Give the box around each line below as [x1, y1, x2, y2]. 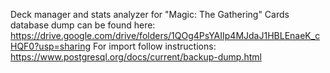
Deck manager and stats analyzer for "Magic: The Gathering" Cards [10, 9, 290, 20]
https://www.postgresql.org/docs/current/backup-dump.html [10, 51, 262, 63]
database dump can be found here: [10, 19, 156, 31]
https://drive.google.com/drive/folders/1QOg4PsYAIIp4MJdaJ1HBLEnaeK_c [10, 30, 321, 41]
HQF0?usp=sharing [10, 40, 92, 52]
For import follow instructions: [93, 40, 217, 52]
